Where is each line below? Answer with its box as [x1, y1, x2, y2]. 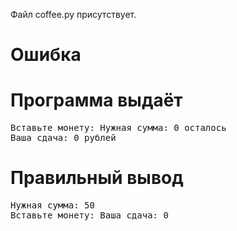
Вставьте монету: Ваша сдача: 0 [10, 210, 169, 221]
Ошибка [10, 44, 82, 66]
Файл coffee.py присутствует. [10, 9, 137, 20]
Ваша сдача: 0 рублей [10, 132, 117, 144]
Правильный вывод [10, 167, 184, 189]
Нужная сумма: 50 [10, 200, 95, 211]
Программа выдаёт [10, 89, 183, 112]
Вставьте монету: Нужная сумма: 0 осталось [10, 122, 227, 134]
